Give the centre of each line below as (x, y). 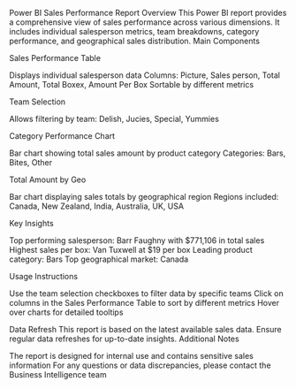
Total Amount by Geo (48, 179)
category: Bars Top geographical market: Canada (99, 259)
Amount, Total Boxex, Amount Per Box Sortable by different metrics (132, 84)
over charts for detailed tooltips (66, 312)
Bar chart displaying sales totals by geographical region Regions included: (144, 197)
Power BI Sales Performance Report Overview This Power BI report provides (148, 13)
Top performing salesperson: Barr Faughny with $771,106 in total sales (137, 240)
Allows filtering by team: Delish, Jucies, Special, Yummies (114, 119)
